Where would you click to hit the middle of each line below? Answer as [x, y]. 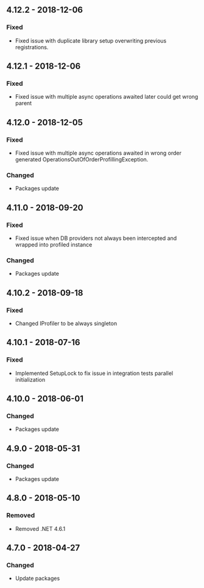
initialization [30, 379]
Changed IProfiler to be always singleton [66, 324]
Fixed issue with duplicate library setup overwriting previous [91, 40]
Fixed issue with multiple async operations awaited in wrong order [98, 153]
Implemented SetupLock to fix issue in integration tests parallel [94, 373]
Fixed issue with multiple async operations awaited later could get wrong [107, 97]
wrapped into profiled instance [54, 245]
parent [23, 103]
